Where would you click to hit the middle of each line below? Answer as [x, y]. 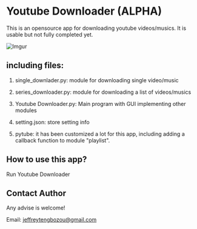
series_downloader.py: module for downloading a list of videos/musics [103, 92]
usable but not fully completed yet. [50, 34]
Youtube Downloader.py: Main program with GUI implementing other [100, 104]
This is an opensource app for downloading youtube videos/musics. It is [96, 28]
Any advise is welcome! [36, 208]
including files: [35, 65]
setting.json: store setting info [52, 122]
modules [26, 110]
